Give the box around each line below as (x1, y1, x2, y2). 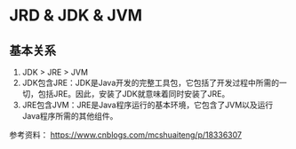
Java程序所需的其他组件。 (21, 111, 118, 121)
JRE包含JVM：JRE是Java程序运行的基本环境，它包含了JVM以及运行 (21, 99, 274, 110)
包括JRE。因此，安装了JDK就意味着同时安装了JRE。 (37, 89, 230, 98)
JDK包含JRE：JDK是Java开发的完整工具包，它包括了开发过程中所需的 (21, 77, 280, 88)
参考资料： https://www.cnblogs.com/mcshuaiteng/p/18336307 (9, 129, 243, 140)
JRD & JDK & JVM (9, 5, 143, 26)
